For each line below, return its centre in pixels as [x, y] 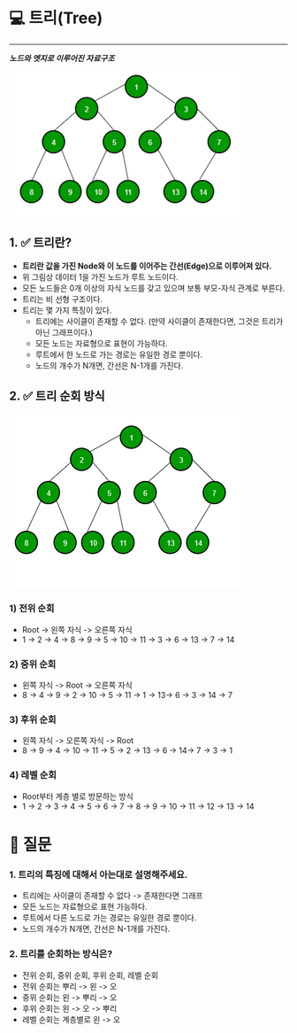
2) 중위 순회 [33, 664]
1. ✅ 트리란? [41, 243]
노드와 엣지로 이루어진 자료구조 [62, 58]
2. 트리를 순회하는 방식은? [61, 954]
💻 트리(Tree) [56, 18]
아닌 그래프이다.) [64, 332]
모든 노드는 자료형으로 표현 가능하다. [84, 907]
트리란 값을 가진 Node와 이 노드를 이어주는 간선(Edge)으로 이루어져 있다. [147, 266]
